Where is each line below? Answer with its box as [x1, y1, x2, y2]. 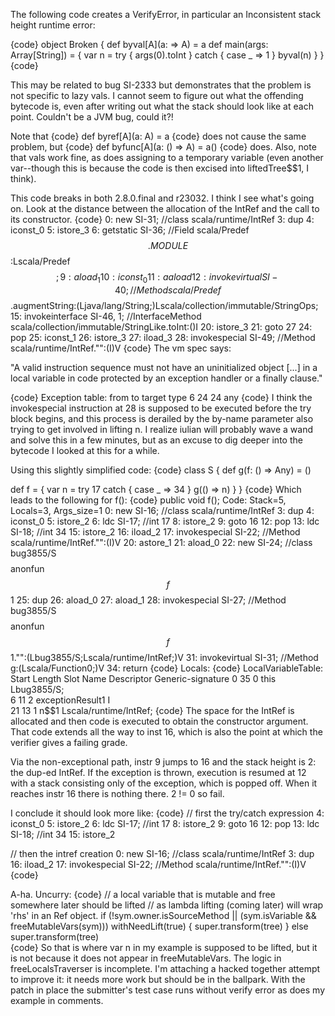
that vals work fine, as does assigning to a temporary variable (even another [10, 152, 324, 163]
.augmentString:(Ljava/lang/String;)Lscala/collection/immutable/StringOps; [10, 299, 319, 311]
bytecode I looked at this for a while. [10, 444, 160, 456]
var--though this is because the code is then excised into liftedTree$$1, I [10, 162, 310, 174]
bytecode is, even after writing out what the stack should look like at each [10, 100, 314, 112]
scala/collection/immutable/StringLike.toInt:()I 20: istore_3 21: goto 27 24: [10, 320, 313, 333]
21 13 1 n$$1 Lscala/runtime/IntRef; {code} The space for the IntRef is [10, 704, 295, 716]
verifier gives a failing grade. [10, 736, 128, 748]
